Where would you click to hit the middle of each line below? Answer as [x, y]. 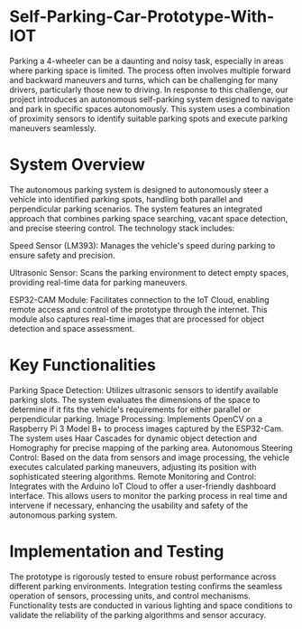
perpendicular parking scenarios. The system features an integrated [136, 209]
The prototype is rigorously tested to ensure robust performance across [143, 577]
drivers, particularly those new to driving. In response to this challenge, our [149, 89]
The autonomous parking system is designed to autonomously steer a [139, 189]
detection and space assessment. [72, 328]
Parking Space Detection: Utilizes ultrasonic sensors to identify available [144, 390]
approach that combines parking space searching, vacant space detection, [149, 218]
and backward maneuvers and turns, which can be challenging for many [144, 80]
